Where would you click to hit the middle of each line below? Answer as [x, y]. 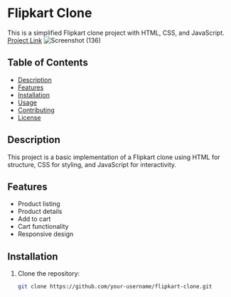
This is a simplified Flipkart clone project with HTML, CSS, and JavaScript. [116, 33]
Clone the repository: [49, 274]
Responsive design [45, 234]
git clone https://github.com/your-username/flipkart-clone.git [115, 287]
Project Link [25, 40]
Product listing [39, 204]
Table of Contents [48, 63]
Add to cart [34, 219]
